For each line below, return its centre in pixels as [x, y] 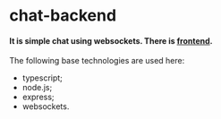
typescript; [42, 78]
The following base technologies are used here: [97, 61]
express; [38, 97]
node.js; [37, 88]
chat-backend [63, 16]
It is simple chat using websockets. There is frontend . [111, 40]
